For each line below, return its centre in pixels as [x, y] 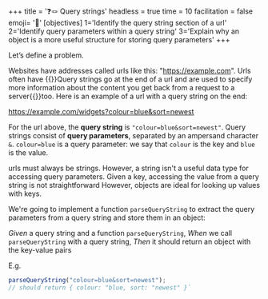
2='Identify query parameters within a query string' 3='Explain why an [124, 31]
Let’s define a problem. [46, 55]
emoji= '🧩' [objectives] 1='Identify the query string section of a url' [118, 23]
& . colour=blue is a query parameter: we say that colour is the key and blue [132, 144]
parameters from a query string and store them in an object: [107, 217]
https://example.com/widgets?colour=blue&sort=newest [101, 112]
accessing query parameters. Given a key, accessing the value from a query [134, 177]
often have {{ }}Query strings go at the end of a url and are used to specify [130, 79]
